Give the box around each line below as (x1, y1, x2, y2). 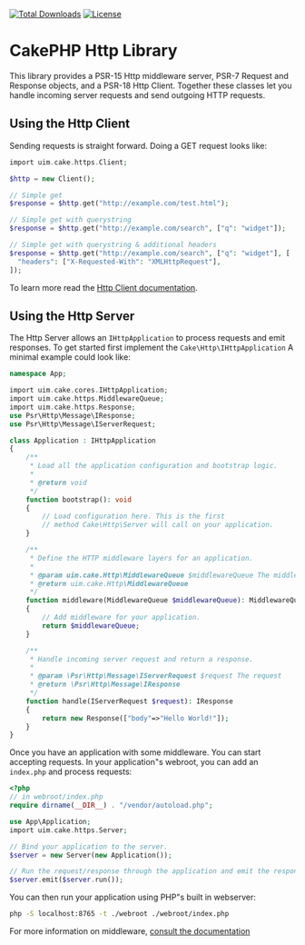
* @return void (29, 478, 88, 487)
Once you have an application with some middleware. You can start (9, 747, 261, 758)
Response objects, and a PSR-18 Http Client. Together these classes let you (9, 80, 292, 91)
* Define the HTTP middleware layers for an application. (29, 553, 254, 562)
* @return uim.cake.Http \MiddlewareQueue (29, 579, 189, 588)
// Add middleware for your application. (42, 613, 202, 622)
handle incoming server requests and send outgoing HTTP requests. (9, 89, 266, 100)
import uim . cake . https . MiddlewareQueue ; (9, 394, 165, 403)
